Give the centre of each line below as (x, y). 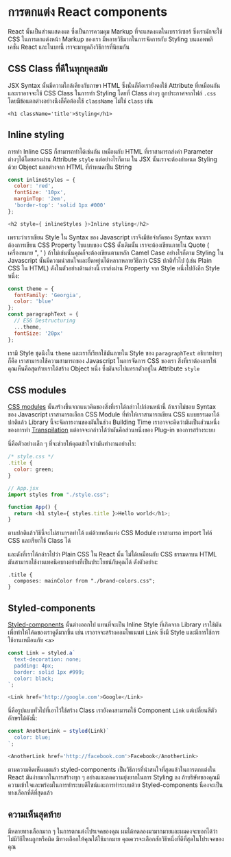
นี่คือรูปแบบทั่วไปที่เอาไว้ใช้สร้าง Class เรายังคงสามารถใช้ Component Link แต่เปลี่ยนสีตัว (112, 710)
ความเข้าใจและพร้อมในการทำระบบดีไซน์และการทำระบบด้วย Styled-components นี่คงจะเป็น (115, 785)
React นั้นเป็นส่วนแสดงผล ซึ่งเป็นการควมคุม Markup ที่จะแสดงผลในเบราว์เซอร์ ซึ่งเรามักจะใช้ (115, 31)
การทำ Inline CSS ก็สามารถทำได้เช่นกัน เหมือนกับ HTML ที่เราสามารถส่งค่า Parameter (110, 151)
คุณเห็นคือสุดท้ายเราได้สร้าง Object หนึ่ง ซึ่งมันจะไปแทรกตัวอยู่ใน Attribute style (104, 368)
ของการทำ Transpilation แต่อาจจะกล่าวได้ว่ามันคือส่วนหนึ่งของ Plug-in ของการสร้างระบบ (111, 430)
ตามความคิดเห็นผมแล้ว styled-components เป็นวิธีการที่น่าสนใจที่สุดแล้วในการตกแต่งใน (112, 769)
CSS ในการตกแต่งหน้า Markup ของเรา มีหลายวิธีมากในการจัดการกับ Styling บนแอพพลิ (110, 39)
